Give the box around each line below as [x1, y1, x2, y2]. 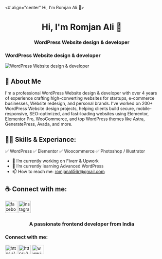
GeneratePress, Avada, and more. [5, 121, 72, 127]
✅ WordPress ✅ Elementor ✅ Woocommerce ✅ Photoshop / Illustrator [5, 148, 145, 154]
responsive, [5, 111, 29, 117]
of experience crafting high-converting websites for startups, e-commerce [5, 95, 155, 101]
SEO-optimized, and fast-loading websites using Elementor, [29, 111, 149, 117]
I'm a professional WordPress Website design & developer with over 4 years [5, 90, 157, 96]
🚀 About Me [5, 77, 41, 85]
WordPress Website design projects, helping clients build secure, [5, 106, 135, 111]
